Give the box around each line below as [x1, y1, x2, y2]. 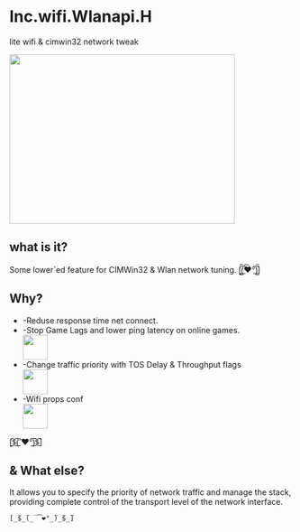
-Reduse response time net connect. [22, 314, 159, 326]
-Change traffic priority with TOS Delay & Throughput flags [22, 359, 241, 369]
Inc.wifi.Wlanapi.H [9, 6, 152, 27]
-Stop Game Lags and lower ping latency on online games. [22, 324, 241, 335]
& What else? [9, 462, 86, 478]
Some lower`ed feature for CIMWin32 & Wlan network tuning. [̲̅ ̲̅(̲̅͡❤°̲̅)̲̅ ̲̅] [9, 264, 261, 275]
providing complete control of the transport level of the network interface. [9, 497, 284, 508]
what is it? [9, 239, 68, 255]
